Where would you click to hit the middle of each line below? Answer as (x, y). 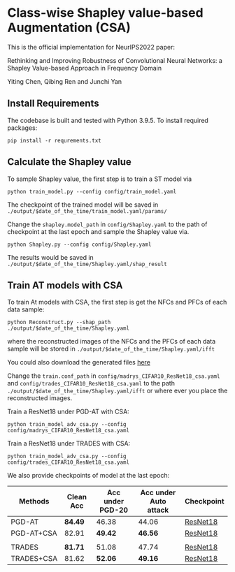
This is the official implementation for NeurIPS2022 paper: (91, 47)
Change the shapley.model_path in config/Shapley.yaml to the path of (107, 224)
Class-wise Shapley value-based (106, 13)
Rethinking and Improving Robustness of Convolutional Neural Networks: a (115, 60)
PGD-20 (113, 510)
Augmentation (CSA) (69, 28)
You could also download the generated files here (79, 362)
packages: (22, 128)
